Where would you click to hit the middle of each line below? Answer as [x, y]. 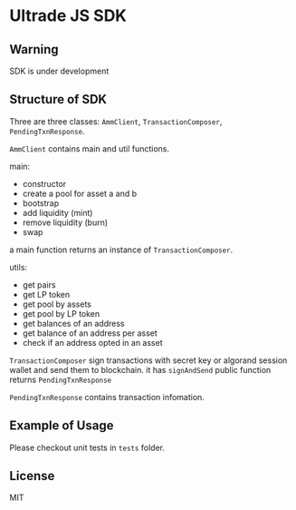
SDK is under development [59, 71]
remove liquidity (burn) [65, 222]
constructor [44, 183]
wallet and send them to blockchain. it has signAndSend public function [140, 369]
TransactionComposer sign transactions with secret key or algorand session [148, 360]
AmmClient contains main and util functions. [90, 148]
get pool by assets [57, 304]
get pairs [39, 284]
